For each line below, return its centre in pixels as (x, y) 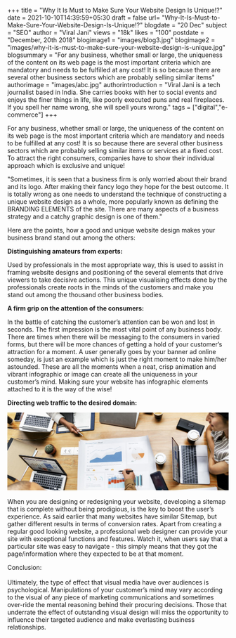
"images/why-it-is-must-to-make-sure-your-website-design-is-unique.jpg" (117, 47)
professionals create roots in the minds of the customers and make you (110, 287)
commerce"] (25, 115)
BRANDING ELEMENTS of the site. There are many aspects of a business (113, 209)
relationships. (27, 627)
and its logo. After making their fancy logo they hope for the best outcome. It (118, 187)
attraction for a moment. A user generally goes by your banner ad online (112, 352)
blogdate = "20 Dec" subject (185, 25)
